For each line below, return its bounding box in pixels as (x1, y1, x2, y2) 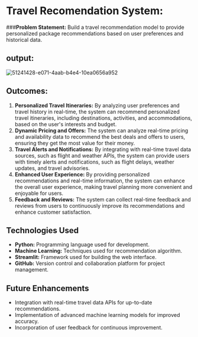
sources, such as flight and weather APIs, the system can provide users (14, 152, 190, 159)
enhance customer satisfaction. (14, 208, 92, 215)
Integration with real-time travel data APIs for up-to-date (14, 299, 152, 306)
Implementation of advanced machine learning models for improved (14, 312, 180, 319)
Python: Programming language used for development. (14, 241, 150, 248)
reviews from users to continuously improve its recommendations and (14, 202, 185, 209)
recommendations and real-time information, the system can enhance (14, 177, 185, 184)
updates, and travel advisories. (14, 164, 90, 172)
